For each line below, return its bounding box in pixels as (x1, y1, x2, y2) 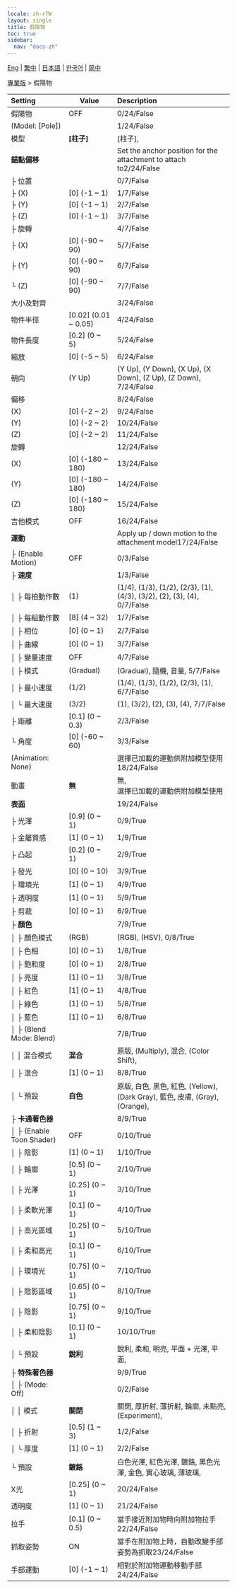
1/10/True (116, 1147, 152, 1157)
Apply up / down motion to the (116, 528, 217, 538)
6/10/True (116, 1245, 152, 1255)
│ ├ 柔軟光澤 (11, 1205, 53, 1215)
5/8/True (116, 999, 147, 1008)
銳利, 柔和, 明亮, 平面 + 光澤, (116, 1344, 209, 1354)
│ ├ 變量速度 (11, 653, 53, 662)
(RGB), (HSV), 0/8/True (116, 933, 195, 942)
